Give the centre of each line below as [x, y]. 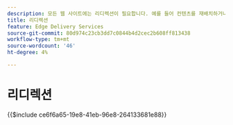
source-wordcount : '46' [42, 46]
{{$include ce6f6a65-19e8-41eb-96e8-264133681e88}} [87, 115]
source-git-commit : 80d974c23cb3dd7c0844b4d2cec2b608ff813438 [99, 33]
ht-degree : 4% [28, 53]
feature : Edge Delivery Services [55, 26]
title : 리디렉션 [28, 20]
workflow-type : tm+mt [38, 40]
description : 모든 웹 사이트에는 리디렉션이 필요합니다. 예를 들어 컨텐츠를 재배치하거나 [117, 14]
